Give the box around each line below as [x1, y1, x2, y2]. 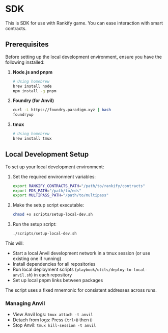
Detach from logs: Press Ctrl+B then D [12, 317, 93, 323]
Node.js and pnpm [12, 69, 52, 75]
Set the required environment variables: [12, 173, 96, 180]
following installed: [5, 59, 45, 65]
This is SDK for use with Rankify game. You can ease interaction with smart [5, 20, 163, 26]
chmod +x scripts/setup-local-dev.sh [12, 212, 93, 217]
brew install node [12, 84, 52, 89]
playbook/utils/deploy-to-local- [76, 267, 148, 273]
